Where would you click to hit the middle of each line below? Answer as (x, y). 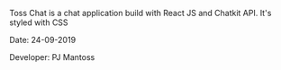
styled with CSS (39, 22)
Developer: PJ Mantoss (52, 57)
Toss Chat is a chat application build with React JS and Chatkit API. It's (140, 13)
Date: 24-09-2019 (43, 40)
